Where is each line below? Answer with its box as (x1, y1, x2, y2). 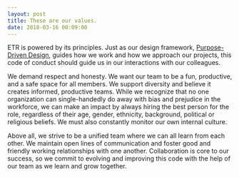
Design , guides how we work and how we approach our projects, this (28, 51, 232, 59)
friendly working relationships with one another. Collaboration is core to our (7, 147, 230, 156)
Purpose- (195, 44, 225, 52)
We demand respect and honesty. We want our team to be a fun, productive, (7, 72, 233, 81)
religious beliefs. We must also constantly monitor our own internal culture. (7, 118, 228, 126)
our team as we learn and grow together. (7, 162, 127, 171)
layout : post (7, 10, 46, 18)
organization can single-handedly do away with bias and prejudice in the (7, 95, 221, 103)
